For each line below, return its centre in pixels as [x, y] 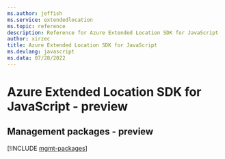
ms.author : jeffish [35, 13]
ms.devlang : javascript [41, 52]
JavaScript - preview [68, 106]
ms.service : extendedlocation [50, 20]
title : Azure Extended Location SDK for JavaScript [82, 45]
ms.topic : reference [37, 26]
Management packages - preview [80, 132]
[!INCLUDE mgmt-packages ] [47, 148]
